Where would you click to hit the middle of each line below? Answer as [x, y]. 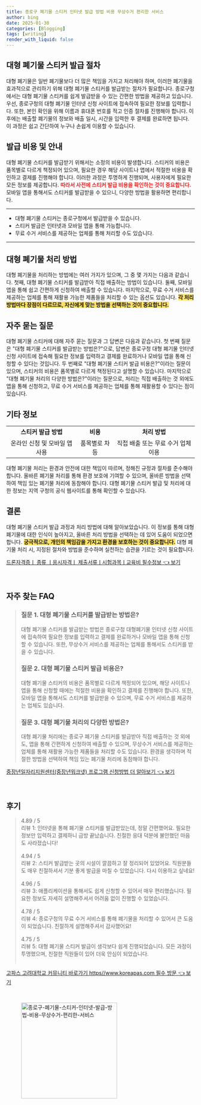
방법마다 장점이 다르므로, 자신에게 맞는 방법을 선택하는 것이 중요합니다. [88, 305]
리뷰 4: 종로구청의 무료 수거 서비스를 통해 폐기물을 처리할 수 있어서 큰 [101, 919]
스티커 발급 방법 [42, 432]
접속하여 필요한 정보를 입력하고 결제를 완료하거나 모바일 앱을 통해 [103, 637]
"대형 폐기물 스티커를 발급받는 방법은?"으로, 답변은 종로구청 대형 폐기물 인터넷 [103, 349]
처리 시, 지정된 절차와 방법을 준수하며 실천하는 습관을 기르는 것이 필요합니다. [106, 549]
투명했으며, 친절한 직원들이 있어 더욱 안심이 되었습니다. [85, 953]
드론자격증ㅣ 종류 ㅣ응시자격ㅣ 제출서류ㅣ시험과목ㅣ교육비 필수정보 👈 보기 [93, 562]
